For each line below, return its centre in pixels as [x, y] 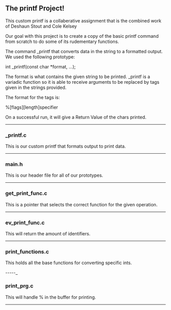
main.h [14, 164]
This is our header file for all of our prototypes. [54, 175]
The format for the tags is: [33, 97]
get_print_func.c [26, 194]
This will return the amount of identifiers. [48, 234]
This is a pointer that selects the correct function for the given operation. [81, 204]
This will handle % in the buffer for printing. [51, 297]
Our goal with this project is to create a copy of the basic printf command [82, 36]
